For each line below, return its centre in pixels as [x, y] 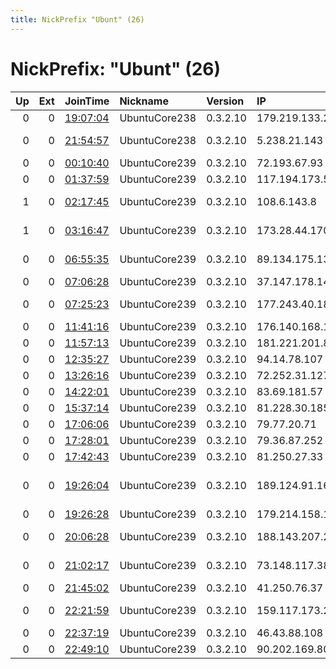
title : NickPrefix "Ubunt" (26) [77, 19]
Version [225, 101]
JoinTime [87, 101]
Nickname [144, 101]
